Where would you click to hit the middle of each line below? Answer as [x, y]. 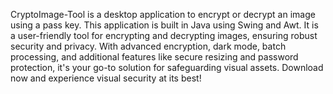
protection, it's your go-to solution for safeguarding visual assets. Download [167, 67]
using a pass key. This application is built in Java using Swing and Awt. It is [164, 25]
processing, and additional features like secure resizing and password [154, 57]
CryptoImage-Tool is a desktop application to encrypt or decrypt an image [163, 14]
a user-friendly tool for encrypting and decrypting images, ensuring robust [164, 35]
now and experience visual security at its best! [106, 78]
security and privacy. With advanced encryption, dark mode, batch [148, 46]
